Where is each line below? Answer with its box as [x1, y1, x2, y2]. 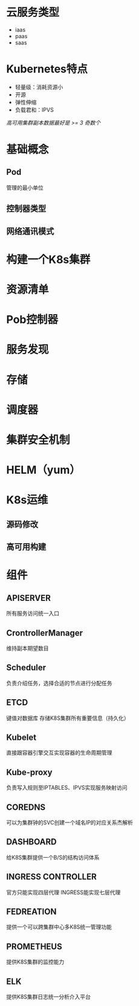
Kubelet [6, 732, 37, 742]
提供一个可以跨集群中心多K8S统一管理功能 [6, 923, 112, 931]
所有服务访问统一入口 [6, 610, 59, 617]
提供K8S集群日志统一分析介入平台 [6, 993, 91, 1001]
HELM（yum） [6, 463, 80, 477]
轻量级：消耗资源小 [15, 83, 63, 91]
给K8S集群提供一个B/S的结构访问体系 [6, 854, 100, 861]
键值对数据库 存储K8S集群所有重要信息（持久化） [6, 714, 129, 722]
